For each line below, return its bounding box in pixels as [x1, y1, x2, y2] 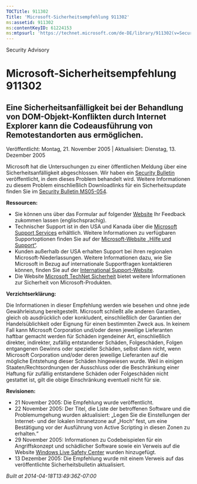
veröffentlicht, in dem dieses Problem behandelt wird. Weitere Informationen [6, 176, 191, 183]
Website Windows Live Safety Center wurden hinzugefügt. [14, 449, 157, 456]
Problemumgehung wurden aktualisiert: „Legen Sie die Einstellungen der [14, 411, 190, 418]
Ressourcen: [6, 200, 38, 207]
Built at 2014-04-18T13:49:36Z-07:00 [6, 472, 97, 480]
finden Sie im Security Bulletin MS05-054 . [6, 188, 108, 195]
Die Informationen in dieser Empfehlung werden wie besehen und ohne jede [6, 302, 190, 309]
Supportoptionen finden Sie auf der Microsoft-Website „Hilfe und [14, 235, 172, 243]
